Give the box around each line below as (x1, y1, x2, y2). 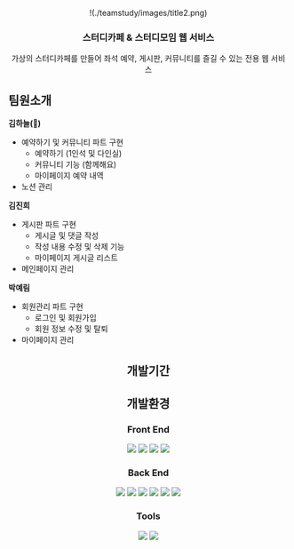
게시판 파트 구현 (20, 219, 76, 230)
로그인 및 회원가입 (34, 313, 97, 323)
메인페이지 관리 (20, 264, 75, 274)
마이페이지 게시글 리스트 (34, 252, 119, 263)
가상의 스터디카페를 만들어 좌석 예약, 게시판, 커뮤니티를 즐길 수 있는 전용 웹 (11, 53, 269, 64)
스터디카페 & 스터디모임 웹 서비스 (82, 31, 215, 44)
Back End (127, 466, 170, 479)
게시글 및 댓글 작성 (34, 230, 99, 241)
